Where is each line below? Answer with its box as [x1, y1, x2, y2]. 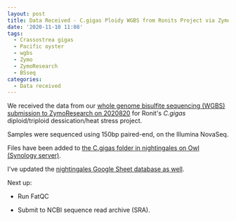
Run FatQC [17, 192, 49, 201]
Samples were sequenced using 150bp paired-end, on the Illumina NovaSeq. [7, 130, 229, 139]
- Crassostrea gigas [13, 37, 74, 44]
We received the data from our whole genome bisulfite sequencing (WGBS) [7, 101, 225, 110]
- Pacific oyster [13, 43, 65, 50]
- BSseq [13, 69, 37, 76]
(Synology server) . [7, 151, 62, 160]
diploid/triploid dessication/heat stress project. [7, 117, 143, 125]
